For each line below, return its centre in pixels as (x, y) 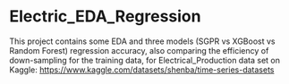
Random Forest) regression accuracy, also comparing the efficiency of (139, 50)
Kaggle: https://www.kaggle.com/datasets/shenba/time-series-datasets (142, 70)
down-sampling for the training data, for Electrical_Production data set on (144, 60)
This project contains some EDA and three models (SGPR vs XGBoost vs (142, 41)
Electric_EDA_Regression (105, 17)
